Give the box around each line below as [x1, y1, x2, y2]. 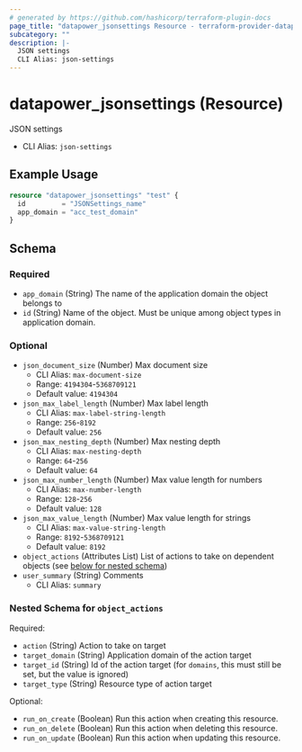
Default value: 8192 [35, 542, 106, 552]
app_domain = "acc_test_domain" [17, 208, 139, 217]
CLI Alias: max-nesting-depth [35, 446, 142, 457]
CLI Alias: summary [35, 579, 102, 590]
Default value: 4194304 [35, 389, 119, 399]
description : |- [9, 38, 70, 48]
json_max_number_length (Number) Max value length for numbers [22, 474, 262, 486]
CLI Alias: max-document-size [35, 370, 142, 380]
